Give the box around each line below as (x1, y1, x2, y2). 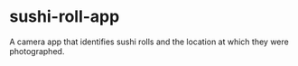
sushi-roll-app (9, 6, 120, 27)
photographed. (9, 45, 65, 56)
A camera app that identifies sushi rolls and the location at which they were (9, 36, 289, 47)
